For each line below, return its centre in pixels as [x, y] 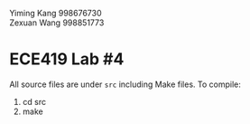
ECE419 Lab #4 [67, 59]
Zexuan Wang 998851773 [57, 23]
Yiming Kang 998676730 [56, 13]
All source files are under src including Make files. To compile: [125, 84]
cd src [34, 101]
